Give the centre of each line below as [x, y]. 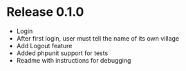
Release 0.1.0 [45, 12]
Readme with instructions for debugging [74, 60]
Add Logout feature [44, 45]
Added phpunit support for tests [62, 53]
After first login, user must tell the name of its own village [98, 38]
